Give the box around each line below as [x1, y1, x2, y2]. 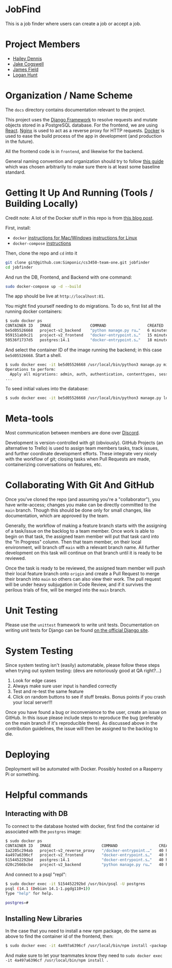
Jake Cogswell [12, 60, 44, 67]
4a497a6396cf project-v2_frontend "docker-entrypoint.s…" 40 [5, 853, 164, 858]
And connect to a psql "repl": [5, 872, 67, 878]
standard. [5, 169, 26, 175]
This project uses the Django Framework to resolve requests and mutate [5, 116, 158, 122]
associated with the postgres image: [5, 828, 82, 834]
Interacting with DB [5, 809, 68, 818]
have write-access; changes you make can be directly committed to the [5, 502, 157, 508]
